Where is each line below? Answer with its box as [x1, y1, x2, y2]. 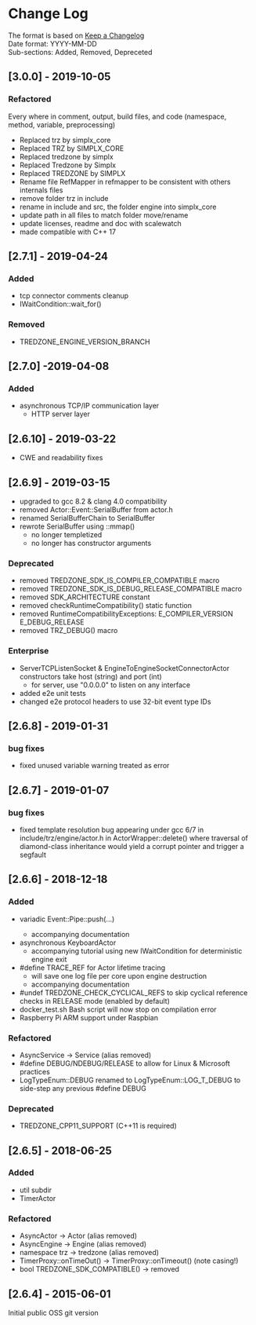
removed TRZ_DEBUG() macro [19, 626, 118, 635]
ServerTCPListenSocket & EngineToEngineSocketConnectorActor [19, 663, 229, 672]
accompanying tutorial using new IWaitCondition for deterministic [31, 946, 243, 955]
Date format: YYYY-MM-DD [8, 38, 98, 48]
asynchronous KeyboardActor [19, 938, 117, 947]
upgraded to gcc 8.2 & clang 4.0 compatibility [19, 496, 168, 506]
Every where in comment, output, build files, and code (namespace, [8, 112, 227, 121]
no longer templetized [31, 529, 103, 539]
